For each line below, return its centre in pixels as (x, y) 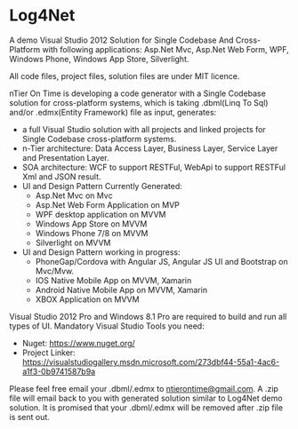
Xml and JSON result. (61, 176)
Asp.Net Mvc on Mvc (74, 195)
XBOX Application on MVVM (87, 299)
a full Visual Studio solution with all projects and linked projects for (144, 129)
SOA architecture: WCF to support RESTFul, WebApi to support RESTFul (154, 167)
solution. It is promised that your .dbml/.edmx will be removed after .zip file (146, 407)
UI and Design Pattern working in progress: (101, 252)
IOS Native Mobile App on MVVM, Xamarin (113, 280)
